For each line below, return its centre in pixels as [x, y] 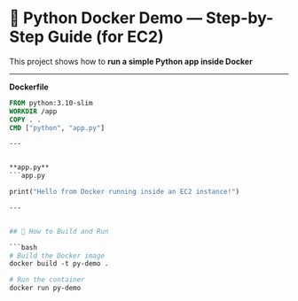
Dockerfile [29, 87]
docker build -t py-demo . [59, 264]
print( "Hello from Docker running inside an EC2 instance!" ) [125, 192]
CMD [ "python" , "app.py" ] [57, 127]
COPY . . [25, 120]
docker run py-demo [45, 288]
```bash [24, 247]
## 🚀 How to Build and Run [59, 231]
